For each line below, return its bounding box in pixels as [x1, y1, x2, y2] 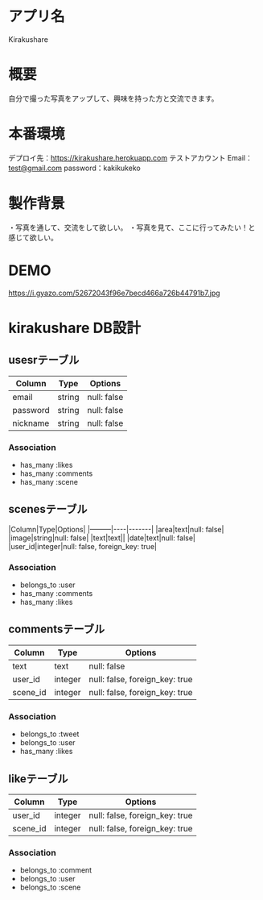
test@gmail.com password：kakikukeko [8, 163, 141, 173]
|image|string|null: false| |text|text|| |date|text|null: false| [8, 533, 195, 543]
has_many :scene [19, 477, 79, 486]
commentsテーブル [8, 623, 105, 636]
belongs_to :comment [19, 865, 92, 875]
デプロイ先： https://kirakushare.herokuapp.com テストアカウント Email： [8, 152, 253, 162]
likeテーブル [8, 772, 68, 785]
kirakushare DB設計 [8, 319, 141, 337]
